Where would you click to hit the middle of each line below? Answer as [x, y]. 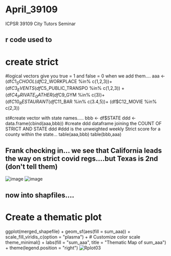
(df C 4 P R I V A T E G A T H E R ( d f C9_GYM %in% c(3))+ [55, 95]
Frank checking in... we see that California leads [84, 151]
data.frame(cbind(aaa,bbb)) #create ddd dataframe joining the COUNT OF [84, 124]
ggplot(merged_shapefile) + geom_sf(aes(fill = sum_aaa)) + [68, 231]
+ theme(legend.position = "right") [42, 248]
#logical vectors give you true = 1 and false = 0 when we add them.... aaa [82, 76]
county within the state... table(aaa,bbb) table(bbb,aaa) [63, 134]
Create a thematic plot [54, 217]
